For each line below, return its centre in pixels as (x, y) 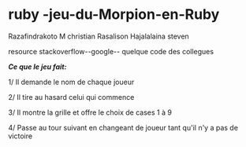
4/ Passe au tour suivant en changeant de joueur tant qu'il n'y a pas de (123, 127)
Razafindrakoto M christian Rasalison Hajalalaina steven (99, 36)
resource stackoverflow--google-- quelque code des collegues (111, 51)
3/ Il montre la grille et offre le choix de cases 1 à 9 (90, 112)
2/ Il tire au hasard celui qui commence (71, 97)
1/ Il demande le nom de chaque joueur (71, 82)
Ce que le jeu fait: (37, 66)
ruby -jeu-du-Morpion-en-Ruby (114, 15)
